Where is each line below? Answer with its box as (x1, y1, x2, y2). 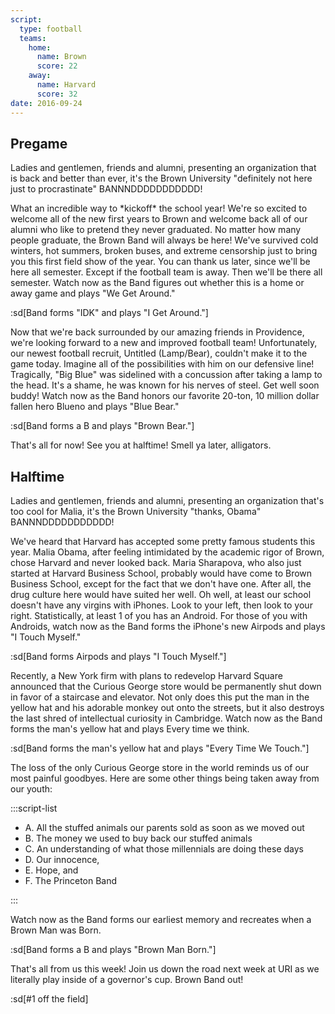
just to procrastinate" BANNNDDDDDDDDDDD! (10, 183, 203, 195)
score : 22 (36, 61, 78, 71)
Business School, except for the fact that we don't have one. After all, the (10, 578, 312, 590)
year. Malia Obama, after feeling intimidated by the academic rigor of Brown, (10, 546, 325, 558)
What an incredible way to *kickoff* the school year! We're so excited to (10, 202, 308, 215)
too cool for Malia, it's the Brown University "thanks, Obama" (10, 506, 262, 518)
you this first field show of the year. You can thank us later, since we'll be (10, 256, 311, 268)
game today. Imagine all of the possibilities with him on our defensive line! (10, 358, 315, 370)
